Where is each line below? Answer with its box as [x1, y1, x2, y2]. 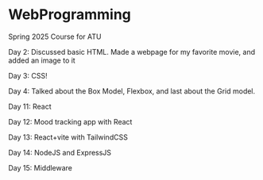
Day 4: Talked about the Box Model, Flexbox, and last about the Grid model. [8, 86, 256, 96]
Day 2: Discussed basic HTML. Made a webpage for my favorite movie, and [8, 47, 256, 56]
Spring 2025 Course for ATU [8, 32, 102, 41]
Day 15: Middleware [8, 163, 73, 172]
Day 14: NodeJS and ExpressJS [8, 147, 112, 157]
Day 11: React [8, 101, 52, 111]
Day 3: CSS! [8, 71, 48, 80]
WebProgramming [8, 6, 131, 24]
